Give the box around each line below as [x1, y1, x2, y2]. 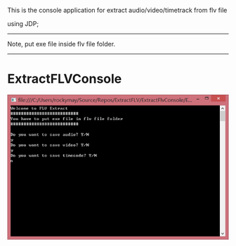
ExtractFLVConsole [7, 71, 122, 87]
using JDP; [7, 20, 39, 27]
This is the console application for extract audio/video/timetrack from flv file [7, 6, 228, 14]
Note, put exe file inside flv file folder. [7, 40, 116, 48]
